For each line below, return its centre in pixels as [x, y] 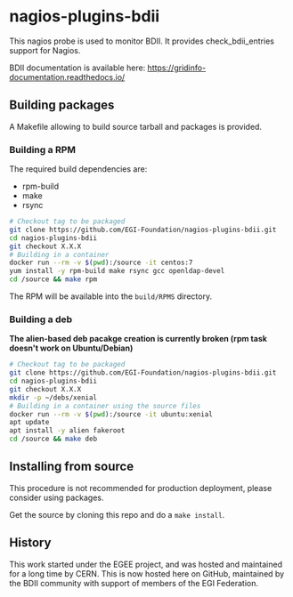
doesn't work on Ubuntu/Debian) [71, 348]
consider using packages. [57, 497]
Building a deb [41, 319]
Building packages [62, 105]
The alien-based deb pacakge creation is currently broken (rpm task [138, 339]
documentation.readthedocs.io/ [67, 77]
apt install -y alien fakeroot [67, 431]
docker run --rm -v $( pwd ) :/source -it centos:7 [101, 263]
